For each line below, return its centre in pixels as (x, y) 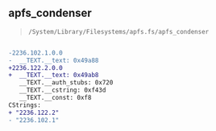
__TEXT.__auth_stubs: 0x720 (66, 83)
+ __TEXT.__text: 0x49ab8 (54, 76)
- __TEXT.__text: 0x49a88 (54, 60)
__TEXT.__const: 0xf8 (55, 98)
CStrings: (25, 105)
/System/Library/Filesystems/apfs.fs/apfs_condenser (118, 31)
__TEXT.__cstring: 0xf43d (62, 90)
